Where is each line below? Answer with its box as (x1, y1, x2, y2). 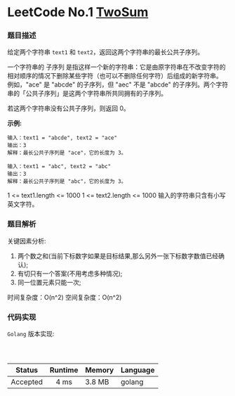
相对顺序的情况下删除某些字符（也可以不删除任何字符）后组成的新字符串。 (7, 72, 222, 80)
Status (15, 365, 39, 375)
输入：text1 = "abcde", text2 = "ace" (7, 134, 118, 141)
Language (120, 365, 155, 375)
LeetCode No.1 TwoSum (7, 4, 149, 20)
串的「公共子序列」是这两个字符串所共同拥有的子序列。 (7, 89, 167, 98)
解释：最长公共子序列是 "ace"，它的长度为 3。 (7, 149, 127, 157)
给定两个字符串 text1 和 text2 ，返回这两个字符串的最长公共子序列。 (7, 48, 204, 56)
